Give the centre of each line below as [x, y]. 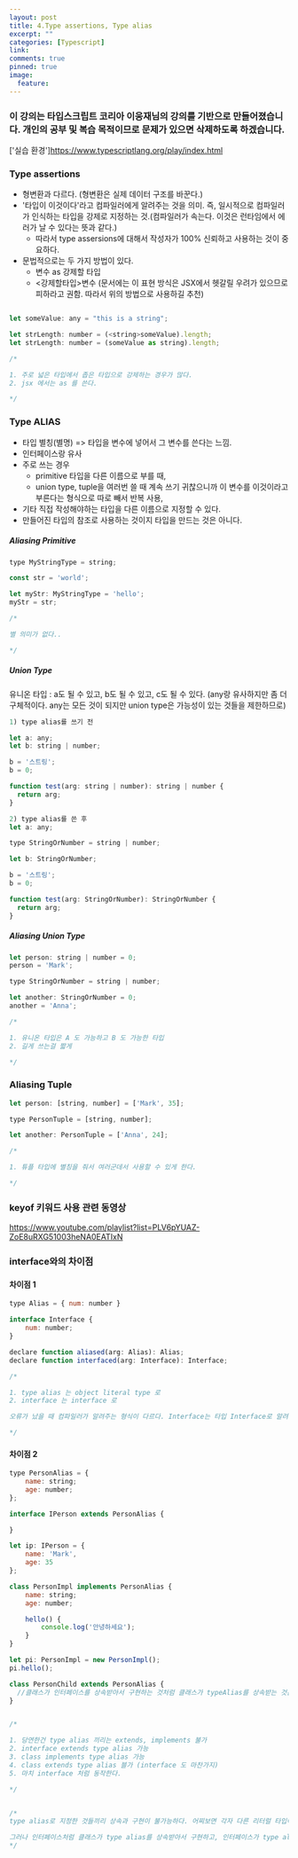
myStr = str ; [33, 603]
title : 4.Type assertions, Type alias [81, 26]
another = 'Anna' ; [43, 1006]
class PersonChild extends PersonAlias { [87, 1684]
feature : [33, 83]
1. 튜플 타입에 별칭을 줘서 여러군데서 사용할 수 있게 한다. [103, 1167]
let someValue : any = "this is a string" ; [89, 319]
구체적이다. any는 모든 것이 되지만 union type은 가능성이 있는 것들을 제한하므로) [148, 705]
